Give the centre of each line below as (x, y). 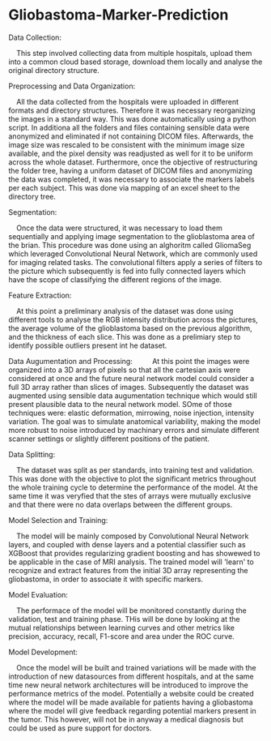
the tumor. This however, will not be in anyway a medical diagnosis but (126, 719)
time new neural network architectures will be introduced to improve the (128, 685)
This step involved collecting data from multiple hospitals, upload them (134, 53)
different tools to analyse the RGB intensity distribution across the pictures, (133, 319)
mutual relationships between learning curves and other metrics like (121, 627)
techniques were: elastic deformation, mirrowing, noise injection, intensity (131, 413)
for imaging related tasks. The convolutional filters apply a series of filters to (135, 262)
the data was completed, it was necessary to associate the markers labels (131, 179)
